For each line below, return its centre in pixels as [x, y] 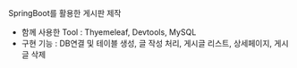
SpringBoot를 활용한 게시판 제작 [65, 13]
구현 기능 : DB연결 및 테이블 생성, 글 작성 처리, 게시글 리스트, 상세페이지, [147, 43]
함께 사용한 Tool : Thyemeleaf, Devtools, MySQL [109, 32]
